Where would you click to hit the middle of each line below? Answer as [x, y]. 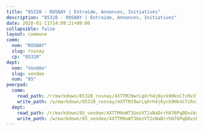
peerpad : [17, 85]
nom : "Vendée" [29, 68]
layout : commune [27, 34]
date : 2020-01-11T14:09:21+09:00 [48, 23]
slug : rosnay [28, 51]
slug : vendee [28, 74]
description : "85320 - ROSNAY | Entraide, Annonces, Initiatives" [92, 18]
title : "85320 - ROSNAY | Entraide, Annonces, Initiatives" [84, 12]
